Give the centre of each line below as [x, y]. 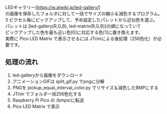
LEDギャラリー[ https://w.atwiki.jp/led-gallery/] [53, 7]
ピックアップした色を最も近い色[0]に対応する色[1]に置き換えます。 [74, 32]
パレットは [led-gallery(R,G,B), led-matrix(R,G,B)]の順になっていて [73, 26]
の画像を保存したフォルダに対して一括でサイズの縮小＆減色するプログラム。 [84, 13]
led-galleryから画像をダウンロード [48, 75]
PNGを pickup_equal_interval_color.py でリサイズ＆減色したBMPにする [85, 87]
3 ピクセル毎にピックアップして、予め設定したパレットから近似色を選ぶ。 [81, 20]
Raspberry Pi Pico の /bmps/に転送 [48, 100]
